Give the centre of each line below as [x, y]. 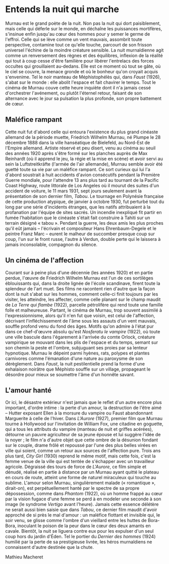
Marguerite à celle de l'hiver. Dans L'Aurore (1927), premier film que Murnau [84, 419]
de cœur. [15, 104]
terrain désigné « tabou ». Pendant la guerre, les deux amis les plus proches [84, 223]
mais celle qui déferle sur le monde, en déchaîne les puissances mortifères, [84, 28]
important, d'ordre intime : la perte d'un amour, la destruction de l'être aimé [83, 408]
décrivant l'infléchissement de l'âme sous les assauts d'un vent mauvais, [81, 321]
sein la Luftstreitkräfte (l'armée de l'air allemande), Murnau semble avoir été [84, 164]
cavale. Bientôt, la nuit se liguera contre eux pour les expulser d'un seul [79, 531]
